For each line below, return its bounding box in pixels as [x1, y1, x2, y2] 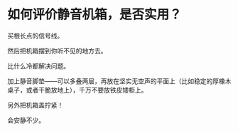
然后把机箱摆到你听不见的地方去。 [7, 46, 107, 55]
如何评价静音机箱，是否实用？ [7, 6, 183, 23]
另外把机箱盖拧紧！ [7, 100, 64, 109]
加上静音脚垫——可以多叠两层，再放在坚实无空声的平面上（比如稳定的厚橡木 [7, 76, 232, 85]
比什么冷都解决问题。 [7, 61, 70, 70]
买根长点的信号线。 [7, 31, 64, 40]
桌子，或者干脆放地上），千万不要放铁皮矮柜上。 [7, 85, 148, 94]
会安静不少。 [7, 115, 45, 125]
